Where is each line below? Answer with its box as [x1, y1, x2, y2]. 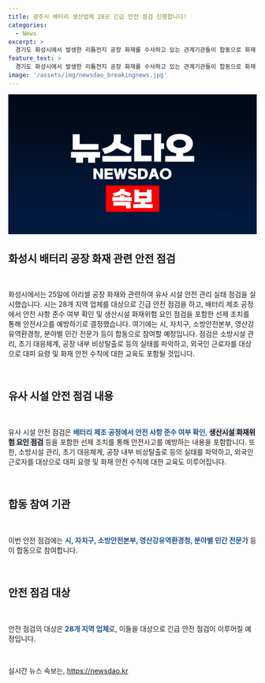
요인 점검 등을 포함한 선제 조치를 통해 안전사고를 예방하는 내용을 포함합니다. [16, 437, 248, 447]
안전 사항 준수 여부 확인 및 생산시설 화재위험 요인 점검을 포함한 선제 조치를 [22, 309, 250, 319]
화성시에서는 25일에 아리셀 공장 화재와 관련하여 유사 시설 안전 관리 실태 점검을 [8, 289, 248, 300]
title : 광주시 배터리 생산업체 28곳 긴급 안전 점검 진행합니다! [8, 13, 188, 21]
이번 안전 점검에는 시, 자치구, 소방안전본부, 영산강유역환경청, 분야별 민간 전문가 [8, 535, 248, 545]
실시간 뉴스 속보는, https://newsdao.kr [8, 666, 129, 675]
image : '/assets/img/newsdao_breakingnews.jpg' [8, 71, 168, 79]
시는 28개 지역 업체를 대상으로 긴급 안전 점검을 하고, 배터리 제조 [43, 300, 239, 309]
